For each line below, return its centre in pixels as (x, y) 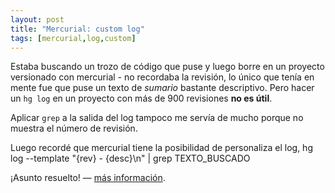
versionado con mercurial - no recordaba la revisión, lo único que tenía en (162, 77)
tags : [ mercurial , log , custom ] (73, 38)
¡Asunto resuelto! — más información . (88, 178)
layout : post (37, 19)
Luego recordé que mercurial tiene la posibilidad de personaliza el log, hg (161, 148)
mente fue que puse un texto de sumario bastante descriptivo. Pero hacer (162, 88)
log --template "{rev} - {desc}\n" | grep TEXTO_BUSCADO (130, 158)
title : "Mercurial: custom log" (77, 29)
